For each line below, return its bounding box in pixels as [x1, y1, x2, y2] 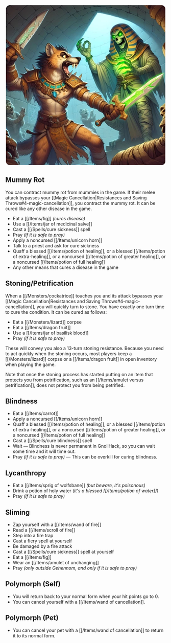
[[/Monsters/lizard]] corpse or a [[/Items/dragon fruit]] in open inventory [5, 356, 157, 362]
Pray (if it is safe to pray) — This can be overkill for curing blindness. [12, 454, 157, 460]
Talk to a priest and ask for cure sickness [12, 242, 100, 248]
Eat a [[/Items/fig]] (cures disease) [12, 215, 86, 221]
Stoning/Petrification [5, 279, 74, 288]
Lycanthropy [5, 469, 46, 477]
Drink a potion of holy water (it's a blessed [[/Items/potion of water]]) [12, 488, 159, 494]
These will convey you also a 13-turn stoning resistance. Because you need [5, 345, 164, 351]
